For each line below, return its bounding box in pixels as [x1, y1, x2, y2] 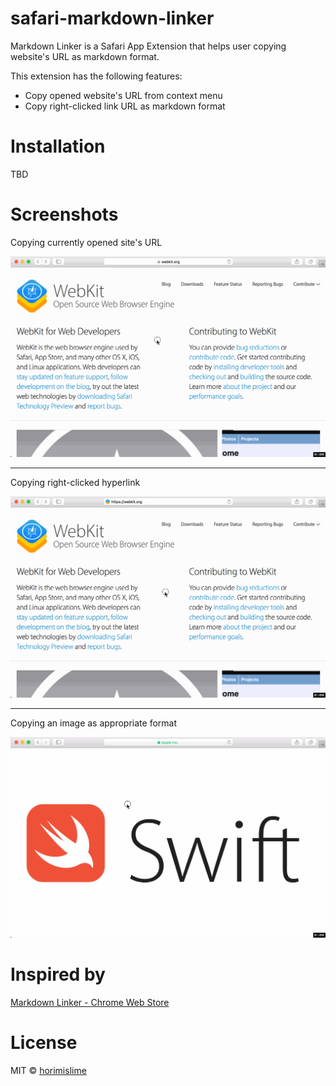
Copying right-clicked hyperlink [10, 477, 141, 489]
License [10, 1032, 78, 1054]
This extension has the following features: [10, 70, 183, 82]
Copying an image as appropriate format [10, 717, 178, 729]
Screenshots [10, 203, 119, 226]
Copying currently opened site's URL [10, 236, 163, 248]
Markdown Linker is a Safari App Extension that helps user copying [10, 40, 287, 52]
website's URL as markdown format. [10, 50, 160, 62]
